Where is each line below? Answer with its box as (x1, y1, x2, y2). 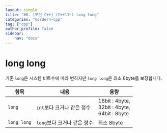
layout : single (5, 7, 38, 13)
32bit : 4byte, (98, 104, 131, 111)
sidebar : (5, 31, 24, 36)
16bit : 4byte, (98, 97, 131, 104)
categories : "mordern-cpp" (5, 17, 63, 22)
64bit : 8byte (98, 110, 129, 117)
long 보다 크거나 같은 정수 (36, 119, 93, 126)
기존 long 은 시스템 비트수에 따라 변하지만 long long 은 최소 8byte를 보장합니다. (5, 75, 162, 81)
